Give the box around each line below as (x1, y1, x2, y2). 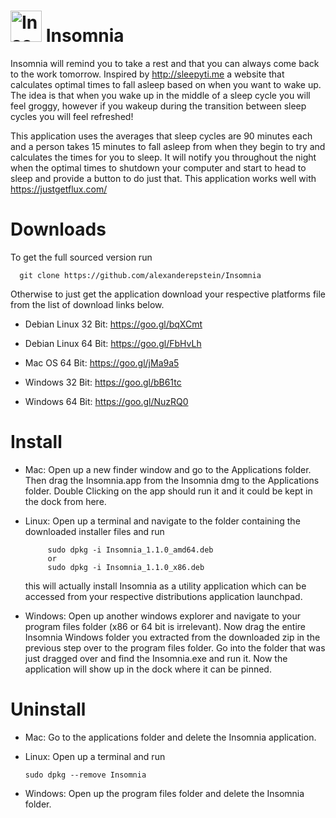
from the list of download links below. (10, 298, 165, 310)
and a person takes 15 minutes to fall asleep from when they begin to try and (10, 140, 326, 152)
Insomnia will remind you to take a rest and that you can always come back (10, 57, 320, 69)
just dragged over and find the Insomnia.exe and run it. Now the (24, 652, 288, 664)
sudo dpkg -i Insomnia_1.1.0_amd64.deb (47, 545, 214, 555)
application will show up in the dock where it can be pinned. (24, 663, 272, 675)
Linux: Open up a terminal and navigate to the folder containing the (24, 515, 301, 527)
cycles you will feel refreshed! (10, 110, 134, 122)
